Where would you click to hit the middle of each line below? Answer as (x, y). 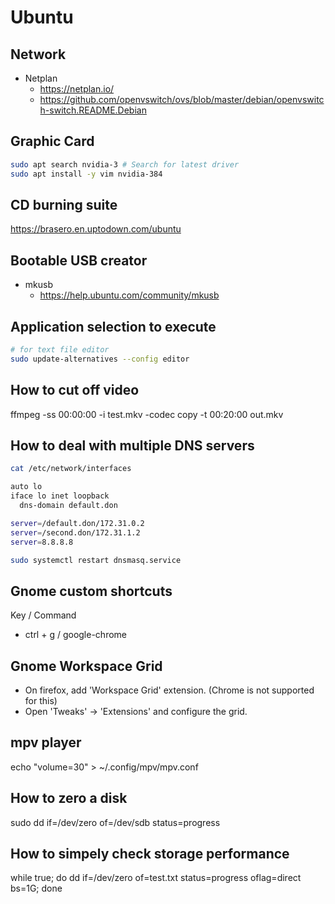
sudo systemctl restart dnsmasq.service (96, 560)
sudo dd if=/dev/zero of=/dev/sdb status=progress (115, 822)
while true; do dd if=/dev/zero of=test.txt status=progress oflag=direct (156, 878)
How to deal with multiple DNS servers (132, 445)
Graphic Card (52, 141)
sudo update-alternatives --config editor (100, 359)
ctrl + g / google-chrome (75, 635)
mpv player (46, 742)
